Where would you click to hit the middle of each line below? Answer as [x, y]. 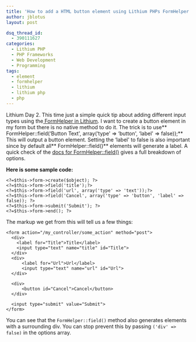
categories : [20, 44]
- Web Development [34, 60]
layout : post [22, 22]
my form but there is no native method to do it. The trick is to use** [87, 127]
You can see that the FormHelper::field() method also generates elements [96, 320]
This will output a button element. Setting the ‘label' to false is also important [98, 139]
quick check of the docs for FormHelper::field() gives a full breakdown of [94, 152]
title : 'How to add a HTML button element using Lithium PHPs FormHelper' [99, 11]
